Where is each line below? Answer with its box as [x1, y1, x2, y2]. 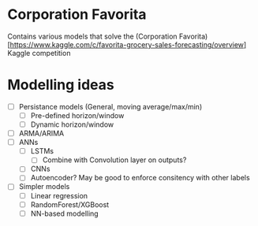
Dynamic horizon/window [30, 120, 114, 129]
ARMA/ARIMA [18, 128, 65, 139]
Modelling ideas [7, 76, 115, 94]
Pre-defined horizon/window [30, 110, 125, 120]
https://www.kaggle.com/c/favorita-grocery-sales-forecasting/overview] [9, 39, 247, 49]
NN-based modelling [30, 209, 99, 218]
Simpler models [18, 182, 70, 191]
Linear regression [30, 191, 88, 200]
